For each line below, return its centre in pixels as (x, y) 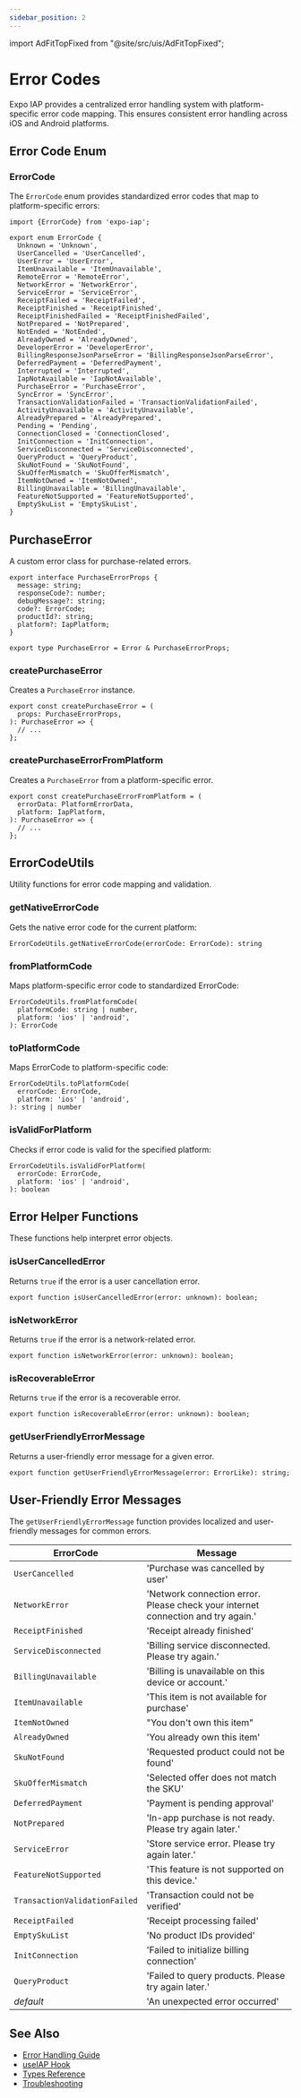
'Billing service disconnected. (208, 1646)
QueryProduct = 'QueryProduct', (78, 458)
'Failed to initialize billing (198, 1950)
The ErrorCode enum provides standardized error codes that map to (134, 196)
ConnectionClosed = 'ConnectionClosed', (94, 434)
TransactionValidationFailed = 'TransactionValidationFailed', (138, 403)
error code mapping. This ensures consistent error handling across (164, 114)
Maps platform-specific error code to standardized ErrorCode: (124, 985)
